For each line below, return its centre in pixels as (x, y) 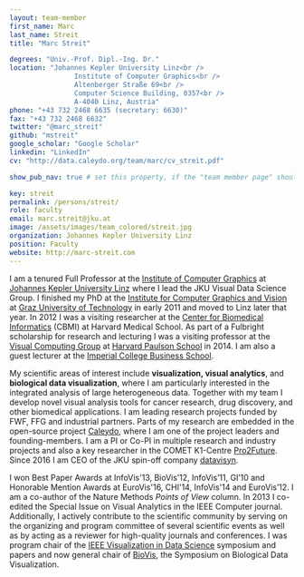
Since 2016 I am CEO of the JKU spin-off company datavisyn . (124, 460)
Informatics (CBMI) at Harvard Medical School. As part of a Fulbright (137, 327)
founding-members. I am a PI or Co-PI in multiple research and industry (142, 440)
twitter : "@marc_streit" (56, 127)
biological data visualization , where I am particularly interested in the (139, 383)
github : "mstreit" (44, 136)
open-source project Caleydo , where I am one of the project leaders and (144, 431)
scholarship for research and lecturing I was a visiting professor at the (140, 336)
